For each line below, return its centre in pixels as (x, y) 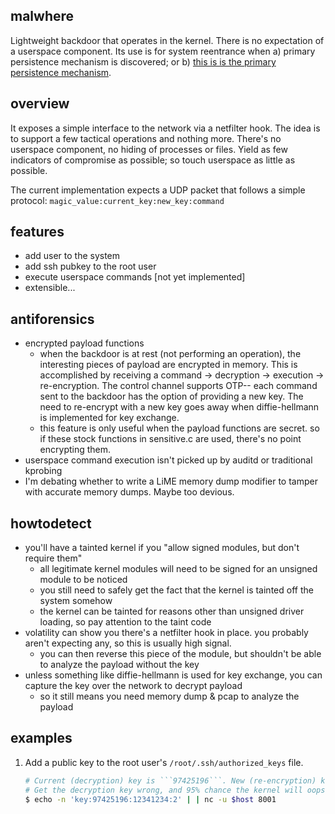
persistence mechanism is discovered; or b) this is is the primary (143, 61)
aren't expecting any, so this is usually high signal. (128, 643)
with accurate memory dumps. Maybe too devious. (129, 492)
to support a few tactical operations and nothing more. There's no (146, 138)
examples (41, 738)
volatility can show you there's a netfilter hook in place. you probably (166, 633)
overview (40, 104)
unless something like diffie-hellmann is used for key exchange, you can (173, 675)
